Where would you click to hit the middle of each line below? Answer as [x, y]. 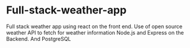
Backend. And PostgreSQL [39, 39]
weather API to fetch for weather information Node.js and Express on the [95, 32]
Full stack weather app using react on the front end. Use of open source [94, 26]
